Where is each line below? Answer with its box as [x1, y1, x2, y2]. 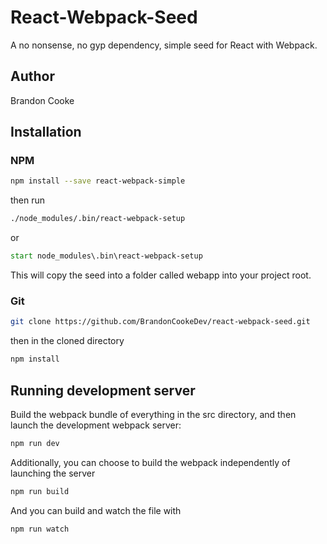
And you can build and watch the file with [10, 504, 182, 516]
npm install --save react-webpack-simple [10, 176, 186, 186]
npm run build [10, 486, 70, 496]
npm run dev [10, 438, 60, 448]
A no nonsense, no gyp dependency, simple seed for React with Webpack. [10, 39, 318, 51]
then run [10, 194, 46, 206]
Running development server [10, 382, 196, 399]
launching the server [10, 467, 96, 479]
